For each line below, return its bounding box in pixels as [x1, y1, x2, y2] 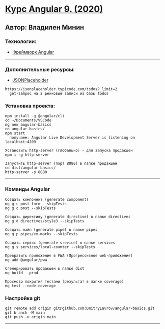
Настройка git [5, 294, 41, 301]
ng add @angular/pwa [5, 257, 48, 262]
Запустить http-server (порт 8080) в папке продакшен [5, 161, 118, 166]
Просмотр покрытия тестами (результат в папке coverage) [5, 279, 124, 284]
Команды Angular [5, 186, 50, 193]
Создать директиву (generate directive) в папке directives [5, 214, 131, 219]
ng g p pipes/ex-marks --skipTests [5, 231, 78, 236]
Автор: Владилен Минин [5, 23, 84, 32]
